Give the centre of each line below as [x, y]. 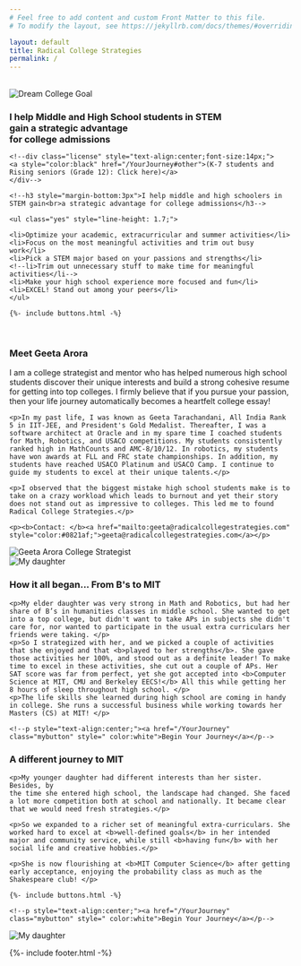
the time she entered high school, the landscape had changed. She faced [150, 793]
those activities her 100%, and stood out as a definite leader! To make [150, 658]
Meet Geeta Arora [49, 353]
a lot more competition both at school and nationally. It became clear [148, 801]
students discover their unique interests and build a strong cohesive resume [149, 383]
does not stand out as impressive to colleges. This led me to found [142, 504]
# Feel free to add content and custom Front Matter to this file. [138, 17]
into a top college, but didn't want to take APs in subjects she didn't [150, 619]
